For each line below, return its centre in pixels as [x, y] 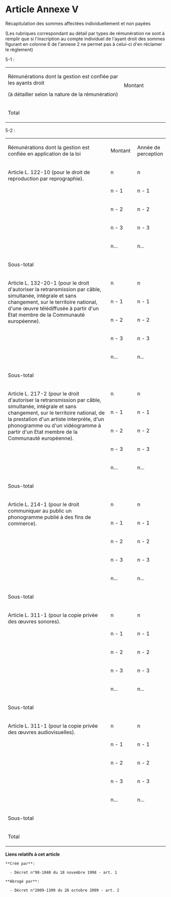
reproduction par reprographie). [46, 178]
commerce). [22, 523]
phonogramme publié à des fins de [50, 517]
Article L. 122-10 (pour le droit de [49, 172]
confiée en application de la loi [44, 154]
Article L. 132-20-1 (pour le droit [49, 283]
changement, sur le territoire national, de [56, 412]
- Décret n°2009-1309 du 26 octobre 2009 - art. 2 [65, 890]
